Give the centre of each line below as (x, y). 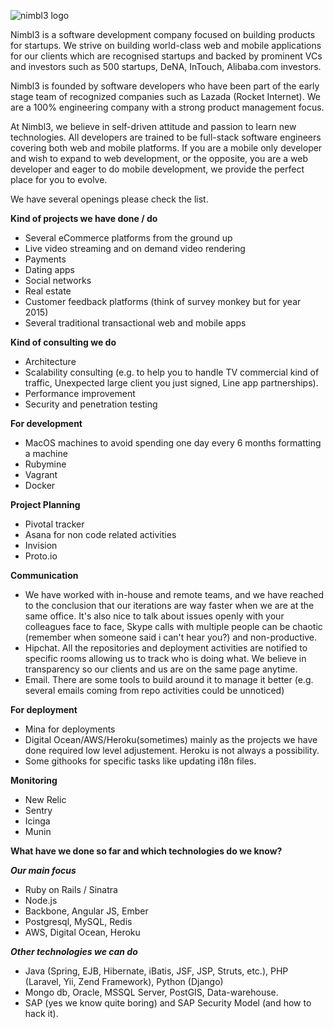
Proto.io (41, 556)
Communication (44, 575)
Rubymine (45, 464)
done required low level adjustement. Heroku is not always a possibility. (172, 750)
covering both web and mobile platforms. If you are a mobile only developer (166, 148)
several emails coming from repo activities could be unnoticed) (154, 690)
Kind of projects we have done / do (84, 218)
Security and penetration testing (91, 404)
